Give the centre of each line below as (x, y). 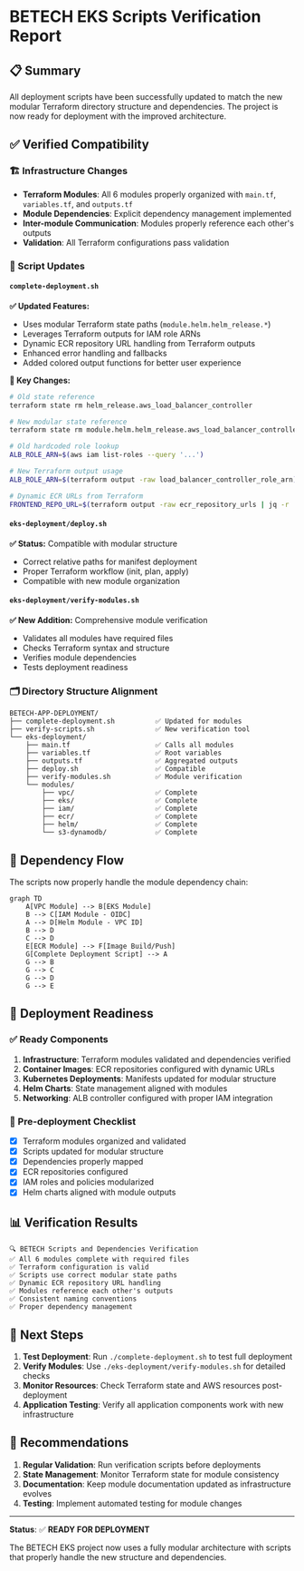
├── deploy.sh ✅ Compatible (116, 769)
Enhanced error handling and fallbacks (95, 353)
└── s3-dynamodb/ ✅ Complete (120, 833)
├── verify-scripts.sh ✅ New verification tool (130, 729)
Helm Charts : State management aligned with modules (125, 1088)
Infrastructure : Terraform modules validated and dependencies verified (157, 1059)
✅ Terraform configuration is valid (79, 1267)
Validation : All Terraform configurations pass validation (126, 242)
